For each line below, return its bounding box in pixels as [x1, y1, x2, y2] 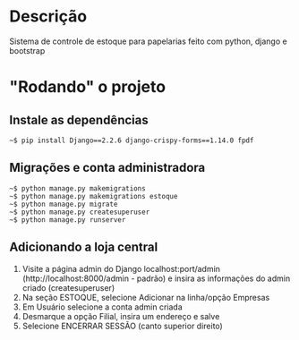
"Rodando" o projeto [9, 77, 167, 98]
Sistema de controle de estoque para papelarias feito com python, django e [9, 36, 288, 47]
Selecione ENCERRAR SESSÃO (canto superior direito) [21, 320, 224, 331]
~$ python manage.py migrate [9, 200, 118, 208]
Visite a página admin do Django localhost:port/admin [21, 263, 221, 274]
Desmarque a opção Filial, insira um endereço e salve [21, 310, 220, 321]
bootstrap [9, 45, 46, 55]
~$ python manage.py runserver [9, 215, 126, 225]
